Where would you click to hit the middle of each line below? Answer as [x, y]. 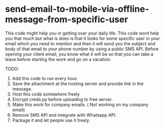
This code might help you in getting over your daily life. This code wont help [82, 33]
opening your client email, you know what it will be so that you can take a [79, 54]
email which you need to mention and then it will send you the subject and [80, 43]
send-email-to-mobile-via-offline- [77, 9]
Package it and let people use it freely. [51, 120]
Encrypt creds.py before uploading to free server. [63, 99]
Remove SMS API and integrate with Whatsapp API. [64, 115]
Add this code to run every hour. [45, 78]
